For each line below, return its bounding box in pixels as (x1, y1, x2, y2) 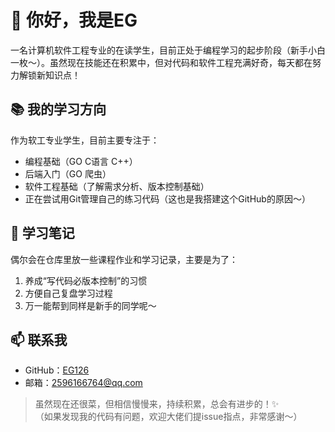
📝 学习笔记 (10, 225, 75, 242)
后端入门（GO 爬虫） (24, 167, 112, 180)
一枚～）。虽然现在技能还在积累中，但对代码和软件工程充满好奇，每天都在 (10, 56, 313, 68)
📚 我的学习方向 (10, 101, 107, 118)
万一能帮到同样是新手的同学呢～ (24, 299, 157, 311)
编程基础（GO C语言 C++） (24, 155, 138, 167)
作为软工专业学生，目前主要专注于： (10, 134, 160, 146)
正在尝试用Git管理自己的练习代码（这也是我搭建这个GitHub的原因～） (24, 192, 311, 205)
